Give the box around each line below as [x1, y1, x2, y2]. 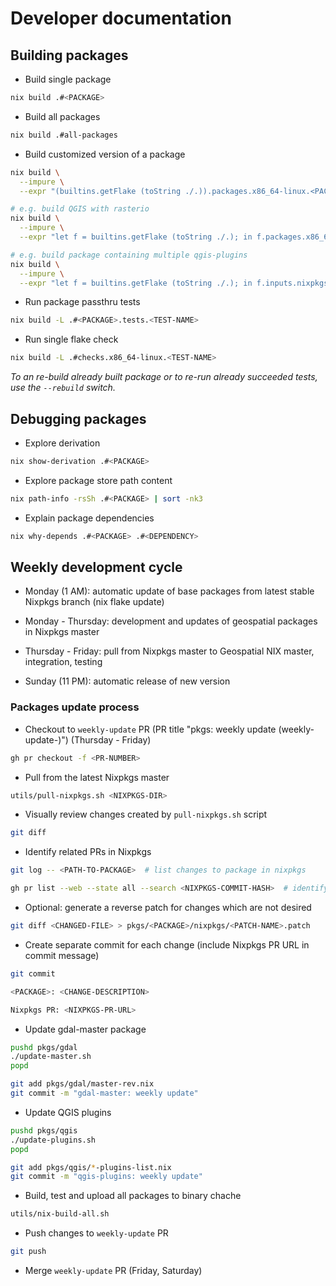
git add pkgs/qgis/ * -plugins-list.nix [10, 1162, 172, 1172]
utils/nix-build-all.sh [10, 1209, 110, 1219]
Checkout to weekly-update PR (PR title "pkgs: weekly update [24, 723, 277, 735]
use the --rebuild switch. [10, 382, 116, 394]
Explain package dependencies [24, 512, 155, 524]
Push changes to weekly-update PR [24, 1227, 169, 1239]
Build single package [24, 73, 112, 85]
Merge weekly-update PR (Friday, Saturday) [24, 1265, 203, 1277]
